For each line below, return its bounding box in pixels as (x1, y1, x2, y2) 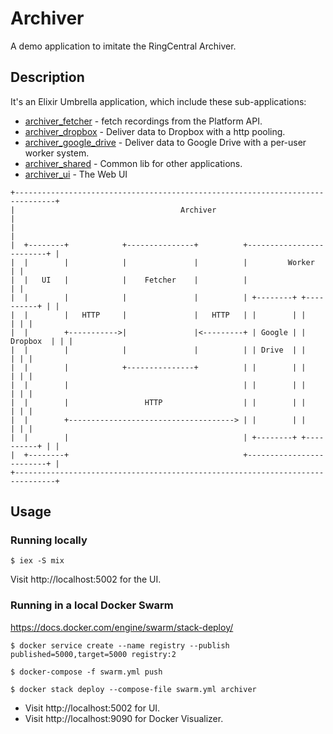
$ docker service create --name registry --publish (10, 640, 230, 651)
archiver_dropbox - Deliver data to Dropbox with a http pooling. (24, 125, 286, 137)
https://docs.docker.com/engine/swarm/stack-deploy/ (10, 621, 234, 633)
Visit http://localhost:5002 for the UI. (10, 573, 162, 586)
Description (10, 69, 85, 86)
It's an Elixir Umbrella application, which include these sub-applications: (10, 95, 307, 107)
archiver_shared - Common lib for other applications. (24, 157, 243, 169)
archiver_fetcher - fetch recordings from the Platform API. (24, 115, 263, 127)
